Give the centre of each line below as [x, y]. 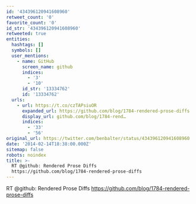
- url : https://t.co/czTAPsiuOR [57, 105]
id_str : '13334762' [46, 89]
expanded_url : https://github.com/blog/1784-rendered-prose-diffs [106, 111]
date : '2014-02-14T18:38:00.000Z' [49, 144]
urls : [18, 100]
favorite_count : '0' [32, 23]
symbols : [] [26, 50]
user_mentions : [30, 56]
